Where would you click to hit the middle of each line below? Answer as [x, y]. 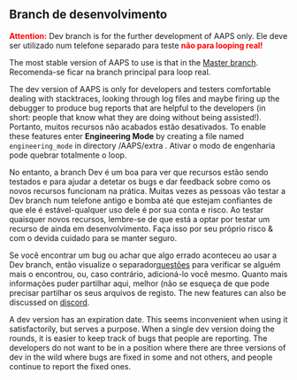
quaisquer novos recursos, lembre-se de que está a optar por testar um [140, 219]
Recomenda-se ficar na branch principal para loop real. [110, 72]
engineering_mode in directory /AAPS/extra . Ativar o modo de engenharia [142, 145]
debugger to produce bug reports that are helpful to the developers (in [137, 108]
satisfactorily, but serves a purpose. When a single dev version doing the [142, 329]
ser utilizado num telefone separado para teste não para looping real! [136, 45]
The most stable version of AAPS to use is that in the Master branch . [134, 62]
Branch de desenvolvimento [88, 15]
